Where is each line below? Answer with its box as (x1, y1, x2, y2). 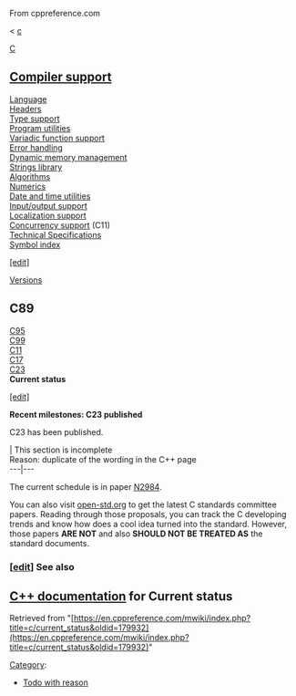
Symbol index (9, 239, 61, 250)
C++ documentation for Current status (9, 588, 233, 604)
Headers (9, 103, 42, 114)
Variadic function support (9, 132, 105, 143)
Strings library (9, 161, 63, 172)
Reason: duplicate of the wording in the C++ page (9, 453, 198, 464)
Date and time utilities (9, 191, 91, 202)
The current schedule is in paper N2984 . (9, 481, 162, 492)
